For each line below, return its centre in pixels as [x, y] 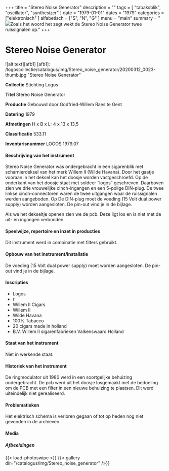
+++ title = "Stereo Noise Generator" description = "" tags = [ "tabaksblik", [83, 7]
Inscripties [17, 282]
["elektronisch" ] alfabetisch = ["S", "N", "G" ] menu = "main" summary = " [83, 18]
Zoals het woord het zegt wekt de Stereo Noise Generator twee [76, 24]
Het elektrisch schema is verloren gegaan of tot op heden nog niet [74, 416]
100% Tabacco [28, 321]
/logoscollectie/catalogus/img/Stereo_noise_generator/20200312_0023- [80, 69]
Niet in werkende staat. [29, 354]
